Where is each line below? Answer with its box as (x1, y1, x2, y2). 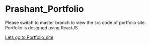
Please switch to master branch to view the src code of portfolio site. (5, 20, 146, 25)
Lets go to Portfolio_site (5, 34, 54, 40)
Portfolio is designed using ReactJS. (5, 24, 79, 30)
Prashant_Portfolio (5, 3, 84, 15)
